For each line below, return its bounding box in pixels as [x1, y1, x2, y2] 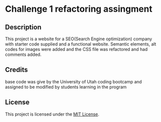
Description [5, 23, 41, 31]
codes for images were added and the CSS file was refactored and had [5, 47, 148, 52]
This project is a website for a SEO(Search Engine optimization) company [5, 36, 152, 42]
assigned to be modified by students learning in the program [5, 84, 127, 90]
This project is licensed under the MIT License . [5, 111, 100, 117]
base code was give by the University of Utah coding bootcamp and [5, 78, 142, 84]
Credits [5, 66, 28, 74]
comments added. [5, 51, 41, 57]
